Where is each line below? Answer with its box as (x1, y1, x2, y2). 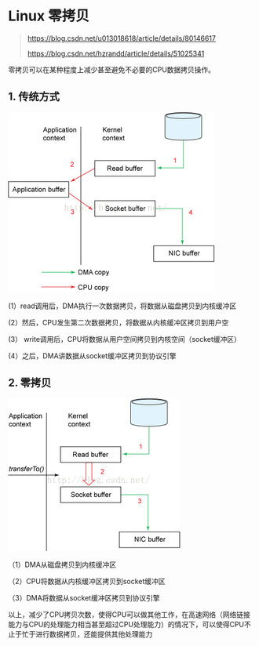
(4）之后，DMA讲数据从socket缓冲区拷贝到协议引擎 (8, 350, 177, 361)
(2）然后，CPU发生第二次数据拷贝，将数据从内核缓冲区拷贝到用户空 (8, 318, 229, 327)
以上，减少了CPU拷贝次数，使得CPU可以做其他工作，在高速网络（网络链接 (8, 609, 251, 619)
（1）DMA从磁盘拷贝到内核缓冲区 (8, 560, 117, 569)
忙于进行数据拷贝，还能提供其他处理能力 (21, 629, 153, 639)
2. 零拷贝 (8, 376, 52, 390)
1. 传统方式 (8, 90, 60, 103)
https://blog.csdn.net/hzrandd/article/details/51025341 (27, 49, 205, 58)
